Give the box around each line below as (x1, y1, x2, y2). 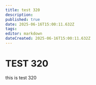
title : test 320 (5, 7, 40, 13)
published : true (5, 17, 40, 22)
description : (5, 12, 33, 17)
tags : (5, 26, 17, 32)
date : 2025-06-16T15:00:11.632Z (5, 21, 74, 27)
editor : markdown (5, 31, 43, 36)
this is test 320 (5, 74, 37, 80)
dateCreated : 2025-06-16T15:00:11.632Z (5, 36, 91, 41)
